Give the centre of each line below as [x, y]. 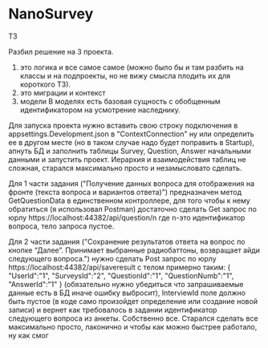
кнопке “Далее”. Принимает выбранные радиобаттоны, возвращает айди [134, 250]
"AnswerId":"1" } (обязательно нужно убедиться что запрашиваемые [126, 284]
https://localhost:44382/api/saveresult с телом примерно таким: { [120, 267]
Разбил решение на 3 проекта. [61, 51]
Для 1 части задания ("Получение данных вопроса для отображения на [132, 183]
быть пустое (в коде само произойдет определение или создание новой [133, 301]
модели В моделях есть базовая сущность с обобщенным [120, 101]
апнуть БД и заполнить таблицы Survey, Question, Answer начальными [130, 151]
